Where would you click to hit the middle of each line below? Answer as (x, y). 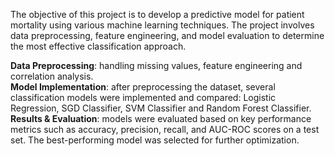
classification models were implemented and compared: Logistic (143, 97)
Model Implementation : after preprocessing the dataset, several (143, 87)
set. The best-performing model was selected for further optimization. (155, 140)
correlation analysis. (52, 76)
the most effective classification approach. (98, 46)
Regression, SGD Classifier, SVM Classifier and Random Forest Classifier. (161, 108)
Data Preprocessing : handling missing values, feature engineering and (156, 65)
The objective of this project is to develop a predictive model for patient (157, 14)
